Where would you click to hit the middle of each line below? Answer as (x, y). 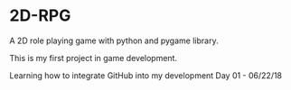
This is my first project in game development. (94, 58)
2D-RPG (40, 16)
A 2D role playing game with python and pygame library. (114, 40)
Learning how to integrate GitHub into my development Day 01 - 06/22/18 (146, 75)
